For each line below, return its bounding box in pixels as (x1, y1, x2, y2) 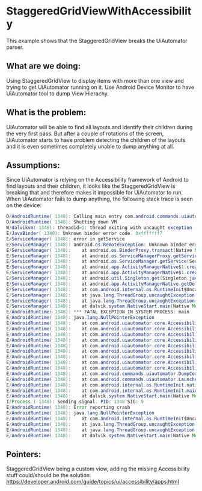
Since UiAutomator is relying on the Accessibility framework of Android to (6, 176, 189, 184)
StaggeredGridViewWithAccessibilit (6, 4, 192, 18)
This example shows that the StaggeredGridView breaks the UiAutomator (6, 37, 188, 44)
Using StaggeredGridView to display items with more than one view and (6, 77, 185, 84)
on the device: (6, 202, 42, 209)
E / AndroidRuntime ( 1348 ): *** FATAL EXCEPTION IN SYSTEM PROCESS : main (6, 309, 189, 315)
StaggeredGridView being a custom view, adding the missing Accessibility (6, 465, 190, 472)
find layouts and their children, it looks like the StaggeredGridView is (6, 182, 176, 190)
